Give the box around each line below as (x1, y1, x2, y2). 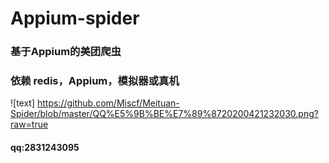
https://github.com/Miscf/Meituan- (36, 97, 180, 109)
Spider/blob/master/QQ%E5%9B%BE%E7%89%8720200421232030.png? (10, 108, 319, 120)
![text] (10, 97, 36, 109)
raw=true (10, 118, 49, 131)
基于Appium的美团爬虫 (10, 45, 122, 59)
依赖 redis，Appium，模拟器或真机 (10, 74, 180, 88)
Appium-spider (10, 7, 140, 30)
